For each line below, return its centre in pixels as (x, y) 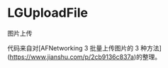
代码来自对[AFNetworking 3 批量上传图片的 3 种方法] (84, 48)
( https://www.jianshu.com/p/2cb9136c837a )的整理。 (84, 57)
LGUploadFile (48, 13)
